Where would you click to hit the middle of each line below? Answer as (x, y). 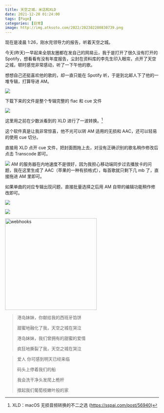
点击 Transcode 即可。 (28, 153)
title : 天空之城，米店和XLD (31, 10)
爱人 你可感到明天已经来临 (43, 359)
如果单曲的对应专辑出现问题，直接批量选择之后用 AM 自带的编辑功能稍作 (78, 187)
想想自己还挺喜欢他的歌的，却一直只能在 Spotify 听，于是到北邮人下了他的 (80, 75)
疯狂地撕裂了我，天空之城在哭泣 (49, 348)
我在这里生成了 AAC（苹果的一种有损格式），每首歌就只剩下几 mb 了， (84, 170)
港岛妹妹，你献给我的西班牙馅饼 (49, 317)
